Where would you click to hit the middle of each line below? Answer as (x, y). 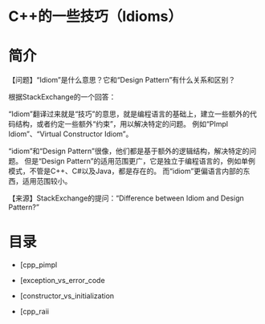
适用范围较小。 (47, 181)
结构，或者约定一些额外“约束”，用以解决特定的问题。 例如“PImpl (122, 124)
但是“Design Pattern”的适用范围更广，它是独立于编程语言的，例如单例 (139, 161)
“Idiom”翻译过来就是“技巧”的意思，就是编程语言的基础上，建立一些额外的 (129, 114)
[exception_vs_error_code (63, 281)
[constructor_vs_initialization (67, 296)
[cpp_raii (35, 312)
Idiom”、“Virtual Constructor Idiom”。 (71, 134)
